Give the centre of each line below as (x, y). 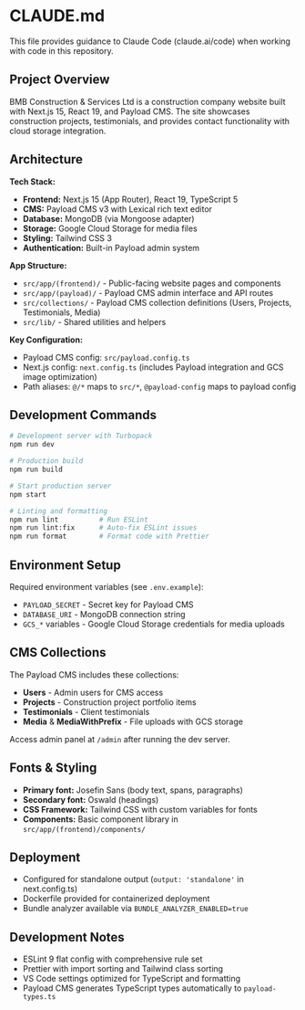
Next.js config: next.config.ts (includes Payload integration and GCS (153, 367)
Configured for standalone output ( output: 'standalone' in (133, 879)
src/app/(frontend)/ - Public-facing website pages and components (152, 283)
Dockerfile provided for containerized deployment (116, 899)
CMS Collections (58, 652)
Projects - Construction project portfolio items (110, 702)
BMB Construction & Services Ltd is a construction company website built (147, 101)
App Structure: (38, 265)
